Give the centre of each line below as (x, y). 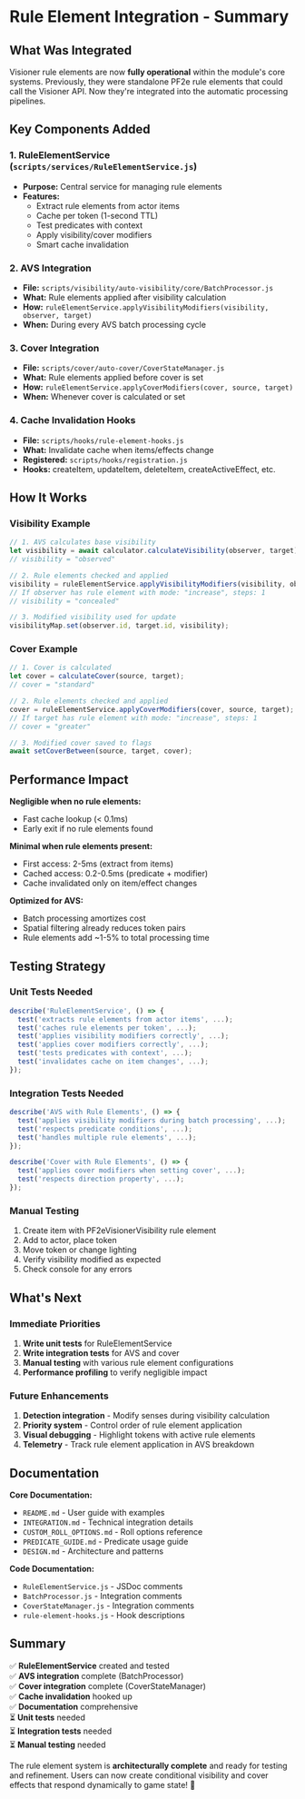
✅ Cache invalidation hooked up (71, 1696)
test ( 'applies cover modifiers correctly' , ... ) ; (113, 1045)
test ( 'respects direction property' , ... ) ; (101, 1179)
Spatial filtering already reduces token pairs (104, 928)
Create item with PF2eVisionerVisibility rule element (119, 1231)
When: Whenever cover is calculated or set (104, 397)
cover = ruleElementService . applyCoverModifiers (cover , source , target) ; (152, 709)
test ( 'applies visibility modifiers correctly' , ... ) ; (123, 1036)
